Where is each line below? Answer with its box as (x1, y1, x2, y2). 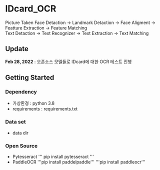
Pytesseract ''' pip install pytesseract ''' (12, 153, 94, 160)
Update (5, 44, 29, 53)
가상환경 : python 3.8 (12, 100, 55, 106)
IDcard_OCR (5, 3, 56, 14)
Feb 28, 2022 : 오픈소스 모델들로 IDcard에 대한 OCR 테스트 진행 (5, 58, 132, 64)
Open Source (5, 142, 38, 149)
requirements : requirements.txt (12, 106, 78, 112)
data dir (12, 129, 28, 135)
